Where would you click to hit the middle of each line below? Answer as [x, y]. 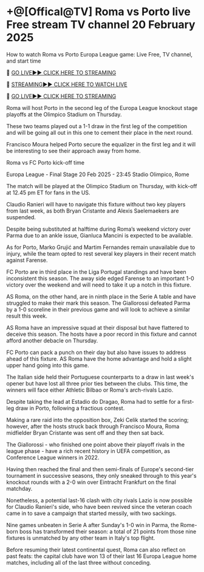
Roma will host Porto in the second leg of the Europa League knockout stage [102, 107]
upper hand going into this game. [48, 365]
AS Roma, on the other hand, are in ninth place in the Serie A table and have [101, 296]
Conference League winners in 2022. [53, 457]
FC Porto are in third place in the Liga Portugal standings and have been [96, 271]
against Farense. [27, 260]
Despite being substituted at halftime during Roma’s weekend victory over [99, 229]
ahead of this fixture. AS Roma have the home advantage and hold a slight [99, 359]
